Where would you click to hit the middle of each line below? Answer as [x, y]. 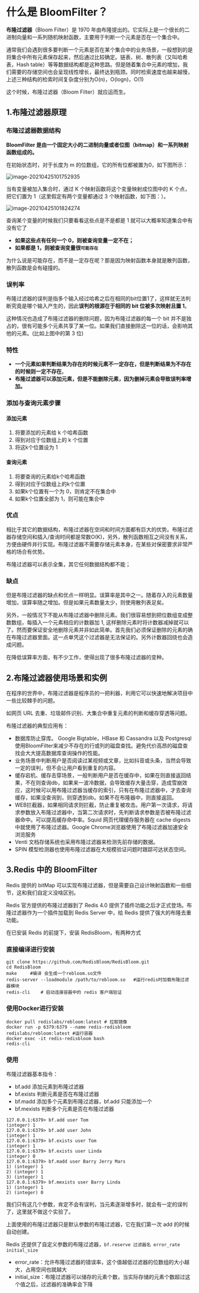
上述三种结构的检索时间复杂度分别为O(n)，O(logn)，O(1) [75, 79]
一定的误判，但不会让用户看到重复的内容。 [67, 768]
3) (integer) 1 [25, 1177]
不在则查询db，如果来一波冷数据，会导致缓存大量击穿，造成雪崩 [104, 782]
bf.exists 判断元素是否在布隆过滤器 [57, 1094]
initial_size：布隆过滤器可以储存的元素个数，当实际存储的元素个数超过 [100, 1276]
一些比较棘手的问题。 [32, 700]
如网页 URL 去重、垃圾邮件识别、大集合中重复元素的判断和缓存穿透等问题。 [98, 713]
